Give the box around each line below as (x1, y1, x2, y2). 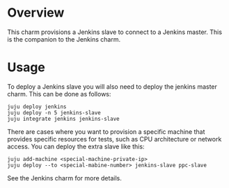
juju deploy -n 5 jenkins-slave (7, 109, 101, 116)
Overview (7, 5, 65, 21)
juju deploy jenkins (7, 103, 68, 110)
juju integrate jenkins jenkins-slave (7, 115, 120, 122)
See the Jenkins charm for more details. (7, 173, 122, 182)
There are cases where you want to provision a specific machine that (7, 127, 205, 136)
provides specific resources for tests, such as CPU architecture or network (7, 135, 222, 143)
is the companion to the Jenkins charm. (7, 35, 120, 43)
